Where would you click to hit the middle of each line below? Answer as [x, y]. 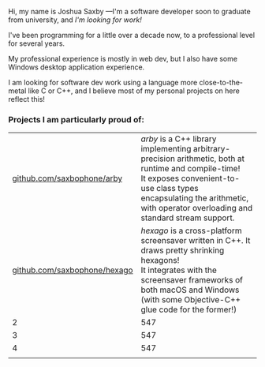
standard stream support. [188, 218]
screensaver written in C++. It [196, 241]
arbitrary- [212, 149]
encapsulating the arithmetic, [195, 198]
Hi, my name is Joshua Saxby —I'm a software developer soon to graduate [129, 11]
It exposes [160, 178]
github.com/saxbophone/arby [67, 178]
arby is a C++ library [179, 139]
